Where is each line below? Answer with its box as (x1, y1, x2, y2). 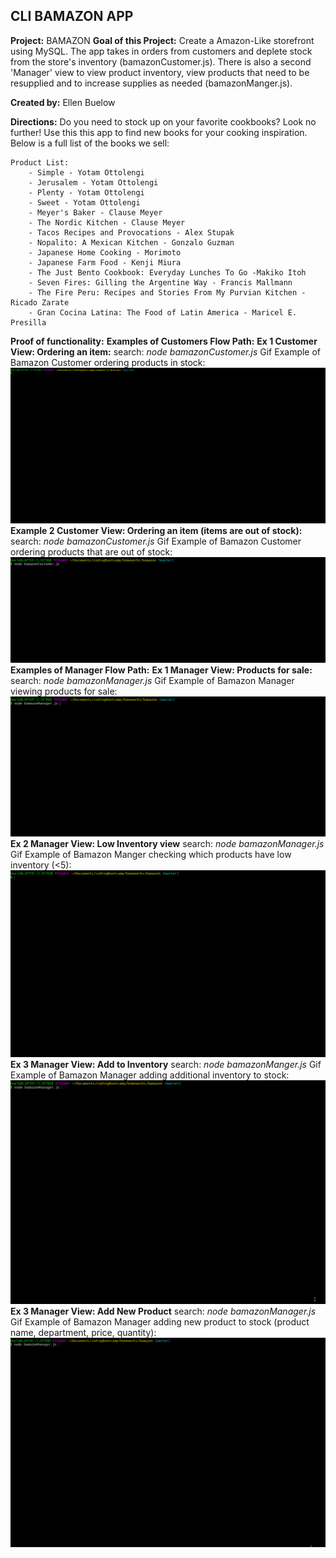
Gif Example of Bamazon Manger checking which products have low (10, 848, 292, 860)
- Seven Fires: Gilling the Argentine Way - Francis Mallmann (28, 277, 293, 288)
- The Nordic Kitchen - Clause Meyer (28, 217, 186, 228)
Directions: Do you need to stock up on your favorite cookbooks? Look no (10, 115, 317, 128)
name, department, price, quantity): (10, 1326, 157, 1338)
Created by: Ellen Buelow (10, 96, 116, 108)
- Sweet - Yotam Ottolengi (28, 197, 141, 208)
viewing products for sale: (10, 685, 118, 697)
